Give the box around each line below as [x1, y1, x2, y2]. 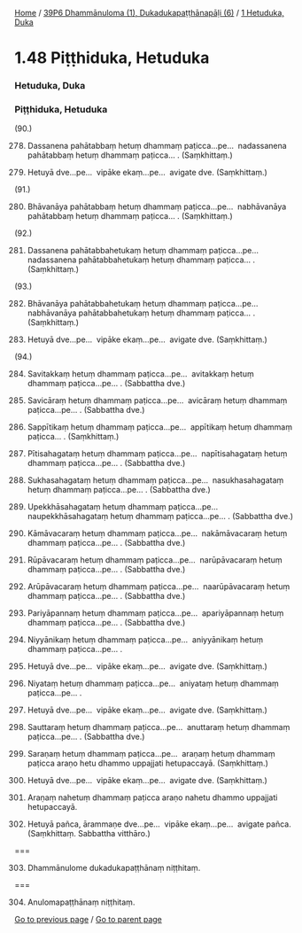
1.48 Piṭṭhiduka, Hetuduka [14, 48, 210, 68]
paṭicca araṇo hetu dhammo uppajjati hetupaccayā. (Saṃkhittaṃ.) [27, 758, 268, 769]
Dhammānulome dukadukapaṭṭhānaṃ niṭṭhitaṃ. [27, 863, 201, 874]
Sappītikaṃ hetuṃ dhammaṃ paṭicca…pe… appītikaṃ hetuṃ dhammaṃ [27, 422, 293, 432]
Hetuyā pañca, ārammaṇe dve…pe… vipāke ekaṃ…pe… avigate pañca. [27, 819, 291, 829]
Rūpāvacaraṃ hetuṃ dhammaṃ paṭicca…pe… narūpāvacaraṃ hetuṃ [27, 555, 283, 565]
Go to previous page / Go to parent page [14, 914, 162, 925]
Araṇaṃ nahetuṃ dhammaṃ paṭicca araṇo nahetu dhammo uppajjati [27, 792, 278, 803]
